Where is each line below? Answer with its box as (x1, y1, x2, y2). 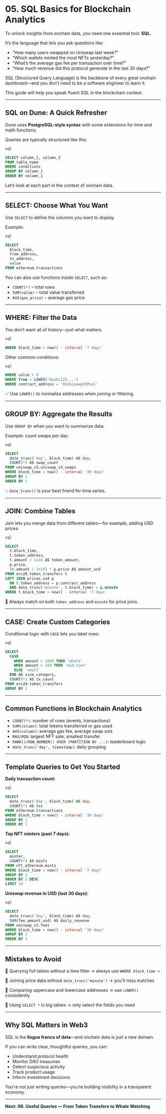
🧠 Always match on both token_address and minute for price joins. (5, 599, 138, 605)
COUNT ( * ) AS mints (9, 858, 48, 863)
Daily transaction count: (5, 776, 56, 782)
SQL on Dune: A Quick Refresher (5, 109, 107, 117)
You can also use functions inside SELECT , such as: (5, 274, 108, 280)
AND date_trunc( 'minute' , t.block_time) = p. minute (9, 585, 119, 590)
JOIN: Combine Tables (5, 507, 76, 515)
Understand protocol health (12, 1053, 69, 1059)
